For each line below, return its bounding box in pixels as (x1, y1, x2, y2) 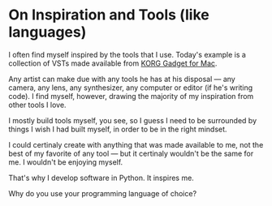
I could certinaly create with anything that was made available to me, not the (8, 139, 264, 149)
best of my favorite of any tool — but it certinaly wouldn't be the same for (8, 148, 254, 158)
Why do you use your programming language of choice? (8, 188, 197, 198)
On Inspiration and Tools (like (8, 6, 209, 24)
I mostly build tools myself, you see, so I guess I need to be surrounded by (8, 115, 257, 125)
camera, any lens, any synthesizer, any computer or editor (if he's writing (8, 83, 253, 92)
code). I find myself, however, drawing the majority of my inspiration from (8, 91, 254, 101)
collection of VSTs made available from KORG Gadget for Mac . (8, 58, 218, 68)
